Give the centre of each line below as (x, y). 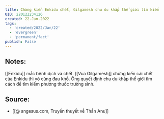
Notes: (15, 62)
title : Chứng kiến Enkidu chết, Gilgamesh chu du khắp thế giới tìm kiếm (82, 10)
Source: (17, 99)
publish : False (21, 42)
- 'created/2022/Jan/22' (35, 28)
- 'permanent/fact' (29, 37)
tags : (11, 23)
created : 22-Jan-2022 (27, 19)
